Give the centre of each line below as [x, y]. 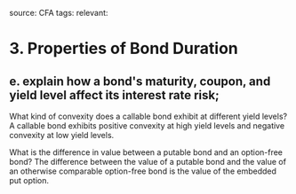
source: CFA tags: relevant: [59, 13]
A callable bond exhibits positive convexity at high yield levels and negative [147, 126]
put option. [29, 180]
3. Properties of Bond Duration [124, 49]
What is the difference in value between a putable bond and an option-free [146, 152]
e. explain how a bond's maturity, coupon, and [140, 81]
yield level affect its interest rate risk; [114, 95]
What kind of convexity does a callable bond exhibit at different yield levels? [148, 116]
